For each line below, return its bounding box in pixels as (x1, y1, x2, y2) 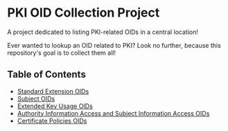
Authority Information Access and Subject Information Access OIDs (17, 109, 210, 117)
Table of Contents (7, 69, 87, 80)
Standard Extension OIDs (17, 87, 89, 95)
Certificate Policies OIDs (17, 116, 87, 125)
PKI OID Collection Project (7, 5, 160, 21)
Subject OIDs (17, 94, 55, 103)
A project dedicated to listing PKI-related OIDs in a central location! (7, 28, 199, 36)
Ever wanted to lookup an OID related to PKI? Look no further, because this (7, 41, 222, 49)
